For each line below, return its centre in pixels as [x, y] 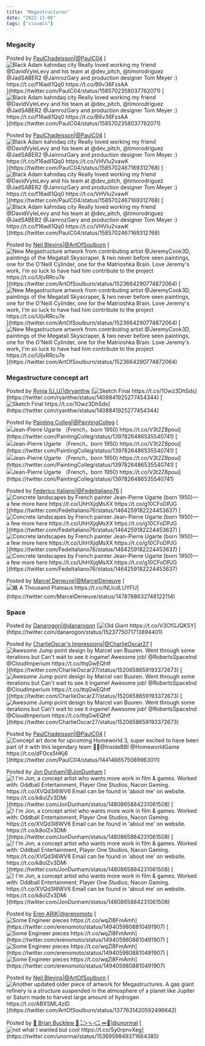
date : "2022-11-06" [31, 18]
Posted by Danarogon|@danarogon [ [53, 626]
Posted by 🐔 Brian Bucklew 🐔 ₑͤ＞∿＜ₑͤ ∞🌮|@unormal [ [74, 1023]
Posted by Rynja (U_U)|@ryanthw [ [50, 391]
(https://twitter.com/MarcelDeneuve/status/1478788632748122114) [91, 596]
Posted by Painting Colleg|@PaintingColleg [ [62, 422]
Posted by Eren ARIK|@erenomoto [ [51, 914]
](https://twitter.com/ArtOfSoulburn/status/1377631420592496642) [91, 1010]
